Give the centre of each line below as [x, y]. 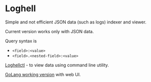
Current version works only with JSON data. [50, 31]
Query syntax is [21, 41]
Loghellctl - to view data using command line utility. [57, 65]
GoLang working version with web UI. [43, 74]
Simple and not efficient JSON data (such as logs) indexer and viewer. [76, 22]
